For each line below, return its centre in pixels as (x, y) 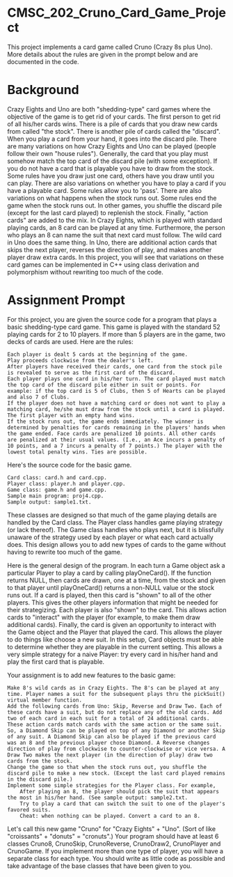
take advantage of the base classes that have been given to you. (100, 866)
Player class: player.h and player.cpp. (67, 483)
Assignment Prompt (66, 300)
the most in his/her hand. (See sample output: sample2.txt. (98, 798)
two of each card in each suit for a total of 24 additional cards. (109, 718)
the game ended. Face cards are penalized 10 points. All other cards (112, 433)
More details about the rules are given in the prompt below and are (103, 54)
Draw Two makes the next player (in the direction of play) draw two (110, 755)
